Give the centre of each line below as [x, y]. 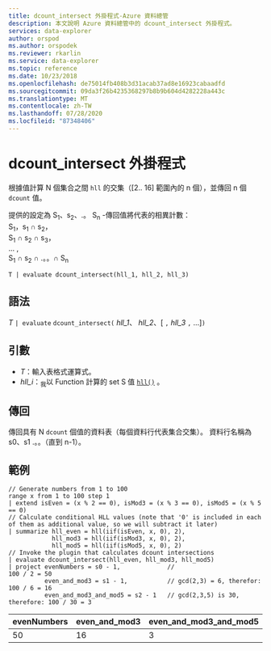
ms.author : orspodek [43, 46]
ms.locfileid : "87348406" [52, 121]
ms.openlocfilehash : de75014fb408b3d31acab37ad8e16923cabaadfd [117, 83]
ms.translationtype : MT [48, 99]
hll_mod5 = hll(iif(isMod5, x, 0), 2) [117, 546]
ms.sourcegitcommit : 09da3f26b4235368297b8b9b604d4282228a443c [117, 91]
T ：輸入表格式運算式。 [58, 371]
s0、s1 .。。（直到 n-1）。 [47, 442]
